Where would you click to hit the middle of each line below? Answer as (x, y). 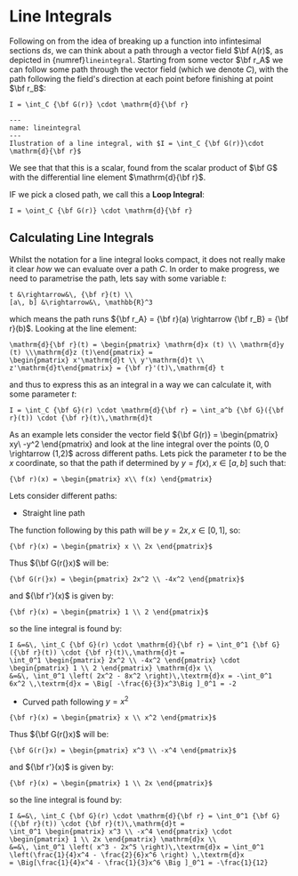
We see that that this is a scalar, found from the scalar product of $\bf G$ (144, 167)
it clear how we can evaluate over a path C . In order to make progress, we (145, 269)
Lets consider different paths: (63, 495)
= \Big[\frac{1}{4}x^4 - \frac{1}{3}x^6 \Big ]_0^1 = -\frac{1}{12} (139, 863)
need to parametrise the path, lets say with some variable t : (118, 278)
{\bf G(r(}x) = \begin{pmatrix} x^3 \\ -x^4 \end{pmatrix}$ (123, 751)
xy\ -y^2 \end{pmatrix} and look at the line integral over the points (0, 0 (139, 444)
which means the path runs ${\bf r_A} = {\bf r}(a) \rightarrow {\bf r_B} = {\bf (149, 318)
